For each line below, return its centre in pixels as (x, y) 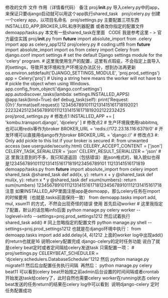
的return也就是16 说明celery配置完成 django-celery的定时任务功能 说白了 (80, 241)
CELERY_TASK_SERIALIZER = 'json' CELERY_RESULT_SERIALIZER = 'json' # (83, 151)
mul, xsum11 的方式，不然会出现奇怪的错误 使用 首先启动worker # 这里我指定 (84, 204)
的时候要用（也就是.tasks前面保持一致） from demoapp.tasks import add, (81, 197)
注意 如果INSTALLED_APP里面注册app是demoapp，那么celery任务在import (83, 191)
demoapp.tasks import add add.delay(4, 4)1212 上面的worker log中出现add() (84, 235)
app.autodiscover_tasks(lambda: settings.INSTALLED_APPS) (67, 94)
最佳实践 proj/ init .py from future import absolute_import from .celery (80, 39)
